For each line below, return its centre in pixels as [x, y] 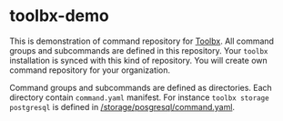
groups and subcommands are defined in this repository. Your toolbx [139, 50]
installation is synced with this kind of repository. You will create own [138, 60]
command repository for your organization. [90, 70]
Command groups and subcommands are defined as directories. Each [141, 87]
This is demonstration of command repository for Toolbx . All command [142, 41]
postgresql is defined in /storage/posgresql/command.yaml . [122, 106]
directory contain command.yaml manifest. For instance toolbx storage [140, 97]
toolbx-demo [59, 16]
